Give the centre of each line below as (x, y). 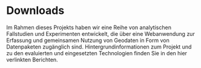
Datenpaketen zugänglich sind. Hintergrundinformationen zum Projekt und (99, 47)
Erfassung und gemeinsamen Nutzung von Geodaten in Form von (88, 40)
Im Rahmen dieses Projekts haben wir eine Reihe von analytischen (89, 27)
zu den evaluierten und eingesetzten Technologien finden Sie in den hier (97, 53)
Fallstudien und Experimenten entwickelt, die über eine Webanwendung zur (100, 33)
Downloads (35, 11)
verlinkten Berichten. (32, 59)
